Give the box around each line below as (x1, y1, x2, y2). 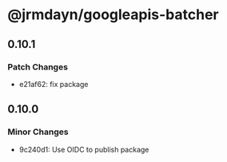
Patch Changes (7, 61, 69, 73)
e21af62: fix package (18, 79, 89, 89)
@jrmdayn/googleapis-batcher (7, 6, 219, 24)
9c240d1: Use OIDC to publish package (18, 144, 149, 154)
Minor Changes (7, 126, 69, 137)
